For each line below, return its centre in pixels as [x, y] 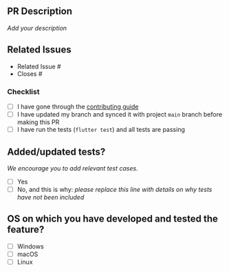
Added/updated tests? [56, 152]
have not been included [51, 197]
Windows [30, 246]
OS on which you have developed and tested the [113, 219]
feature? [26, 230]
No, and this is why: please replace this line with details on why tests [115, 189]
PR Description [40, 11]
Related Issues [39, 50]
